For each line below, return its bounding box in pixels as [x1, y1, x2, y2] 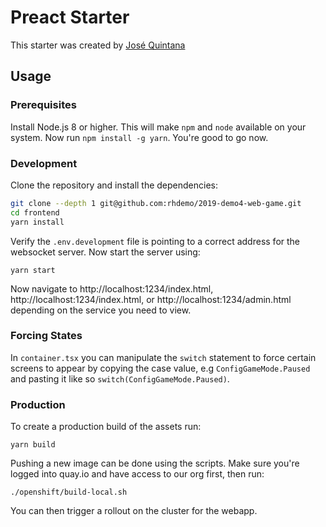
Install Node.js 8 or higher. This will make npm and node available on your [10, 121, 307, 133]
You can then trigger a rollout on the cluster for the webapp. [10, 505, 258, 517]
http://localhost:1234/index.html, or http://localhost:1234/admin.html [10, 293, 292, 305]
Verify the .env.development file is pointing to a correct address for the [10, 235, 301, 247]
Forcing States [10, 329, 83, 343]
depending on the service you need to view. [10, 304, 192, 316]
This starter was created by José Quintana [10, 39, 186, 51]
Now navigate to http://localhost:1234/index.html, [10, 282, 214, 295]
